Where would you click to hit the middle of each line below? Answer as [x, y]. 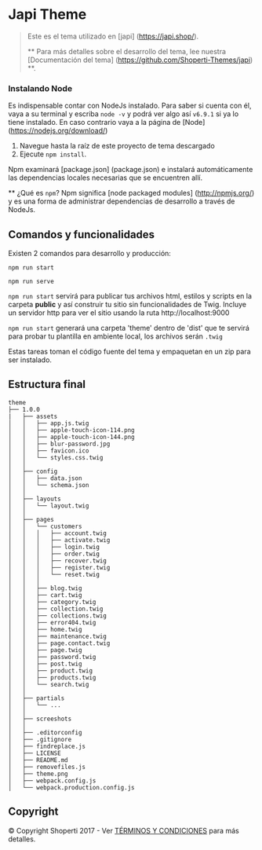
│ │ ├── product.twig [50, 670]
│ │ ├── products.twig [52, 677]
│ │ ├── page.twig [45, 650]
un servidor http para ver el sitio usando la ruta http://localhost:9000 [119, 313]
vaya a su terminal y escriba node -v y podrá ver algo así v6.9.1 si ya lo [124, 114]
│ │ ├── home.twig [45, 629]
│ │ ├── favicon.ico [49, 451]
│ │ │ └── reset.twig [54, 574]
